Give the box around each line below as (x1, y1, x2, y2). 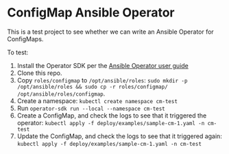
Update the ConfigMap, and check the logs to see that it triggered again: (16, 132, 223, 140)
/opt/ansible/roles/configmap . (16, 89, 106, 98)
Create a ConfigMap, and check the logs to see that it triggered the (16, 111, 207, 120)
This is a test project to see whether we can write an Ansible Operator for (7, 27, 214, 36)
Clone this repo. (16, 69, 62, 77)
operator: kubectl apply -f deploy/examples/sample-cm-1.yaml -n (16, 118, 205, 126)
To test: (7, 48, 29, 56)
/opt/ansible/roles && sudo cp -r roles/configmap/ (16, 83, 168, 90)
